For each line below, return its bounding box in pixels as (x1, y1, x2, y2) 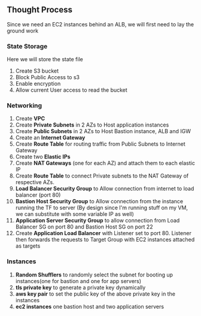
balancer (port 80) (15, 191, 61, 198)
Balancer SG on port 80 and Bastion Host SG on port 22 (15, 223, 153, 230)
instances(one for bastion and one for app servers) (15, 277, 142, 284)
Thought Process (7, 5, 72, 15)
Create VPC (15, 115, 45, 122)
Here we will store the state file (7, 56, 83, 63)
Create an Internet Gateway (15, 134, 86, 142)
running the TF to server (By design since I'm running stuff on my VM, (15, 204, 188, 212)
